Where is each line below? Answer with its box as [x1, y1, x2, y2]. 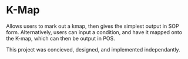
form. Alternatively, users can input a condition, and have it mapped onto [6, 28, 183, 35]
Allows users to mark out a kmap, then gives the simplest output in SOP [6, 23, 179, 30]
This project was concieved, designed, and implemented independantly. [6, 46, 180, 53]
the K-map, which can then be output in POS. [6, 35, 116, 42]
